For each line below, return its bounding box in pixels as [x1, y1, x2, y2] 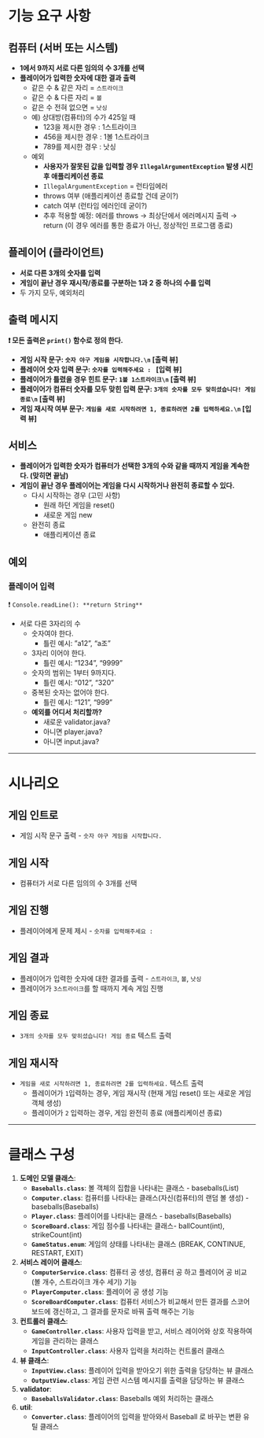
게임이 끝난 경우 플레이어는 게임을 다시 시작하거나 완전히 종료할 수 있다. [19, 481, 235, 490]
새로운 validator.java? [42, 717, 111, 727]
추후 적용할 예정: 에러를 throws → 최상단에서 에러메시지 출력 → [42, 211, 237, 220]
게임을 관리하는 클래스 [31, 1337, 100, 1346]
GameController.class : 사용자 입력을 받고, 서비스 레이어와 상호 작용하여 [31, 1326, 253, 1336]
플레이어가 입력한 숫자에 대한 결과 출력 [19, 73, 136, 83]
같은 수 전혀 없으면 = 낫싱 [31, 103, 108, 112]
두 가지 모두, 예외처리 [19, 288, 85, 297]
